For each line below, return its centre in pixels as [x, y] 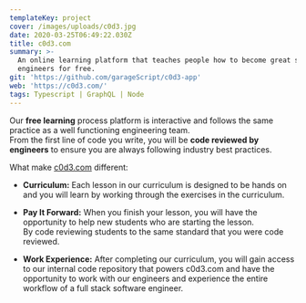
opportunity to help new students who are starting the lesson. [138, 222]
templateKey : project [51, 18]
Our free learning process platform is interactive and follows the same [142, 120]
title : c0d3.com [40, 43]
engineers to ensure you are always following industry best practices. [141, 149]
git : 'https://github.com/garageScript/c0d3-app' [106, 78]
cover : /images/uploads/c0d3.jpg [73, 26]
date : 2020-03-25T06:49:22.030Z [71, 35]
